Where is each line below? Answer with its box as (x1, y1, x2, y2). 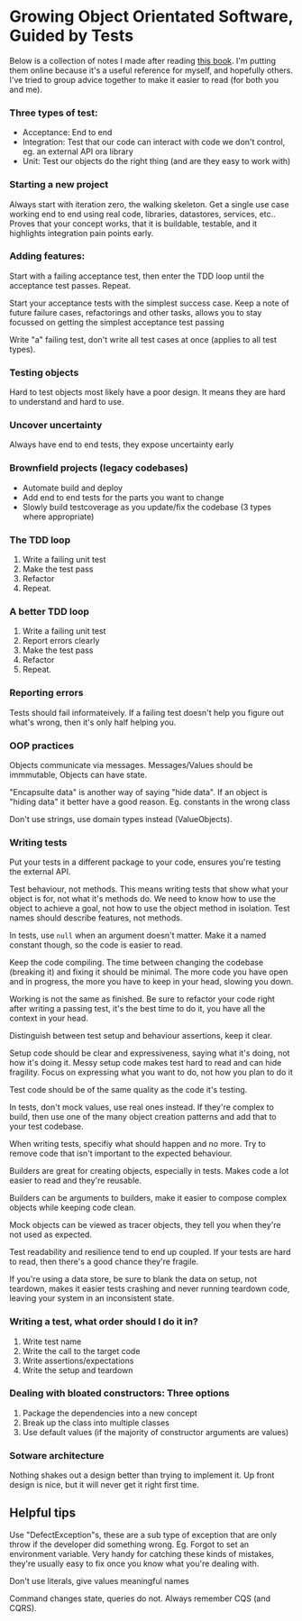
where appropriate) (22, 511, 95, 522)
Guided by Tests (9, 25, 133, 46)
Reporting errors (9, 687, 84, 700)
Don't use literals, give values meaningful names (9, 1575, 189, 1586)
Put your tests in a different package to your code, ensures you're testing (9, 856, 281, 867)
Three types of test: (9, 106, 98, 119)
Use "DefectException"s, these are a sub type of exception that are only (9, 1529, 278, 1540)
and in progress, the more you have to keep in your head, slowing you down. (9, 976, 294, 987)
